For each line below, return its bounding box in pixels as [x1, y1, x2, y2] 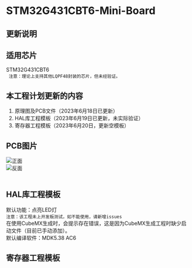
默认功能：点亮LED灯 [6, 206, 57, 213]
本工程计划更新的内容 [6, 91, 83, 100]
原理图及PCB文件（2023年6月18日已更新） [14, 107, 118, 114]
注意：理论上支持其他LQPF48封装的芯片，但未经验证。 [8, 74, 121, 79]
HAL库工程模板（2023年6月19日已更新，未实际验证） [14, 115, 144, 122]
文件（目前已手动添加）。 [11, 227, 70, 234]
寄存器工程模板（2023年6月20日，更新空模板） [14, 122, 130, 129]
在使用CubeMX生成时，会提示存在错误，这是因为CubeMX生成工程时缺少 [6, 220, 181, 227]
